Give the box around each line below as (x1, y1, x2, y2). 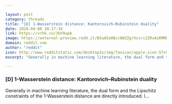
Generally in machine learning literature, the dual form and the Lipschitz (5, 87, 157, 93)
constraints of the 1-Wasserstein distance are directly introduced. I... (5, 93, 149, 99)
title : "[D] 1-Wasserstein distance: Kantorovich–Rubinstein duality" (5, 21, 159, 27)
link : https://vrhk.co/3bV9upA (5, 31, 72, 36)
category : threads (5, 16, 45, 22)
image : (5, 36, 19, 41)
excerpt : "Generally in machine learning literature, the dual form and (5, 55, 164, 60)
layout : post (5, 12, 33, 17)
